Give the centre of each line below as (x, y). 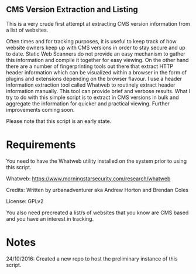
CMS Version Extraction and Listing (72, 10)
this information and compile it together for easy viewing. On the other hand (97, 60)
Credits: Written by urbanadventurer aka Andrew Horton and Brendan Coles (97, 190)
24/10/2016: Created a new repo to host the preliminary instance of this (92, 258)
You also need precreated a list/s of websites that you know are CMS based (97, 213)
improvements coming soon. (40, 109)
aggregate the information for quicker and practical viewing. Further (88, 103)
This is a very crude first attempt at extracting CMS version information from (98, 23)
